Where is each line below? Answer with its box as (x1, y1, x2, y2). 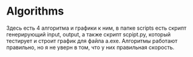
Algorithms (6, 4, 64, 18)
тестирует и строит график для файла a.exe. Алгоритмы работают (6, 37, 178, 44)
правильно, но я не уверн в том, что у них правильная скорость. (6, 44, 175, 51)
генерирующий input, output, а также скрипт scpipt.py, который (6, 30, 171, 38)
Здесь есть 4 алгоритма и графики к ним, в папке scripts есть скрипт (6, 24, 187, 32)
